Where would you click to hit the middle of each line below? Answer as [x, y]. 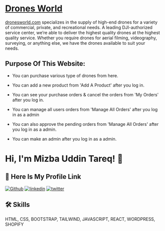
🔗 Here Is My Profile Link [43, 177]
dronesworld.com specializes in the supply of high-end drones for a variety [82, 22]
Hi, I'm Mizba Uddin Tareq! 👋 [64, 159]
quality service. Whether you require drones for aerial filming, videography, [81, 38]
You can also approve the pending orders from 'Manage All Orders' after [85, 124]
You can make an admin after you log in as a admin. [64, 139]
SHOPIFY [14, 224]
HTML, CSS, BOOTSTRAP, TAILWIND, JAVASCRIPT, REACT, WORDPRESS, [80, 219]
